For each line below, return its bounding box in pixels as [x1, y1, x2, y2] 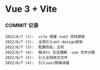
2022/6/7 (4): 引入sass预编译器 [5, 61, 70, 66]
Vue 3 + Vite [5, 3, 57, 15]
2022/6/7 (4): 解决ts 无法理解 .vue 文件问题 [5, 50, 96, 55]
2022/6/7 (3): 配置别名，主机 [5, 45, 64, 50]
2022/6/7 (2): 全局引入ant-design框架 [5, 39, 83, 45]
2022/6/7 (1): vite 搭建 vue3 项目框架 [5, 35, 85, 39]
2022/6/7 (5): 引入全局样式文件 [5, 55, 68, 60]
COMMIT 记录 [5, 22, 39, 29]
